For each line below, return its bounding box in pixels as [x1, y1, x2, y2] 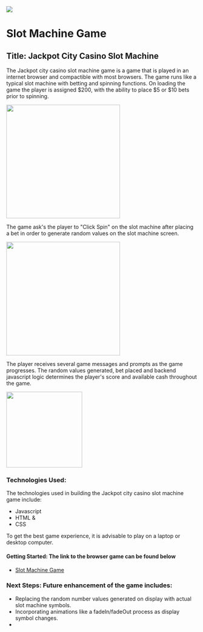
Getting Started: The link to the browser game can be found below [6, 553, 176, 560]
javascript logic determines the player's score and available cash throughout [6, 373, 197, 381]
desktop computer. [6, 539, 53, 546]
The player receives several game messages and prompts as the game [6, 361, 183, 367]
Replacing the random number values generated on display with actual [15, 595, 192, 602]
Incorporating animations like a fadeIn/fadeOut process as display [15, 608, 180, 615]
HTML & [15, 514, 36, 522]
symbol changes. [15, 614, 59, 622]
